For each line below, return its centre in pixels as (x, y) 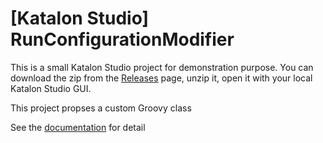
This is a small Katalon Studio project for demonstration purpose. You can (162, 67)
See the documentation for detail (78, 127)
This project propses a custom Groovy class (101, 108)
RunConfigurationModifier (122, 39)
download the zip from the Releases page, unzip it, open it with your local (161, 78)
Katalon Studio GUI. (51, 88)
